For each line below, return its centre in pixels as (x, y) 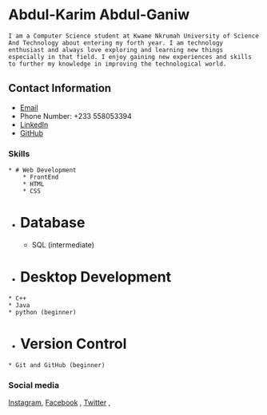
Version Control (73, 344)
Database (52, 223)
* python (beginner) (43, 312)
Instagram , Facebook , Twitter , (60, 403)
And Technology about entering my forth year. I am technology (116, 43)
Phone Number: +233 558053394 (76, 116)
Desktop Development (96, 277)
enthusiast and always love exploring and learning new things (116, 49)
